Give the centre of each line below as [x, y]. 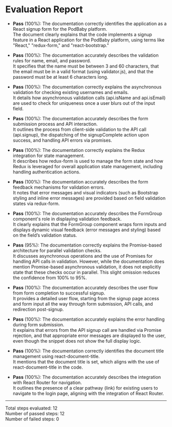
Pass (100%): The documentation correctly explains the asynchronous [87, 87]
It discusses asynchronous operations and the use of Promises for [82, 256]
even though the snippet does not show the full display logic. [77, 341]
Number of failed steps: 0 [32, 419]
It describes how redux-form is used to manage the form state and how [88, 161]
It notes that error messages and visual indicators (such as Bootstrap [85, 192]
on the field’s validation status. [45, 235]
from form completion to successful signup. [59, 293]
